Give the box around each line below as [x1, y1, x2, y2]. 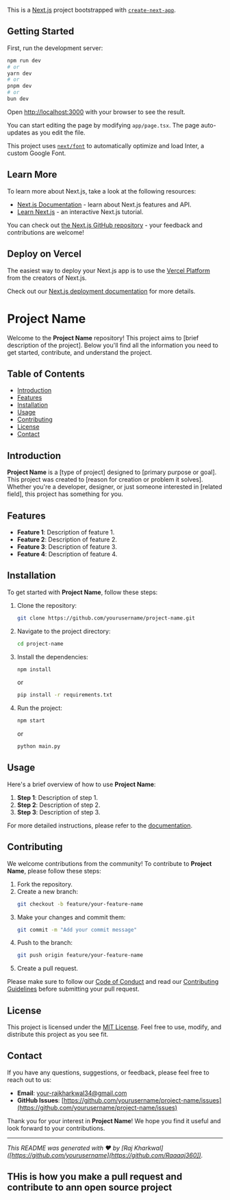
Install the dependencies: [16, 652, 89, 661]
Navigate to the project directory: [16, 627, 111, 635]
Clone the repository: [16, 601, 77, 609]
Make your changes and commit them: [16, 913, 126, 921]
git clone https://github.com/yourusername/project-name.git [16, 614, 196, 622]
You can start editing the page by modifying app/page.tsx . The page [7, 121, 200, 129]
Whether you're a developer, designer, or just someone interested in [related [7, 483, 222, 491]
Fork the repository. [16, 880, 73, 888]
